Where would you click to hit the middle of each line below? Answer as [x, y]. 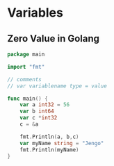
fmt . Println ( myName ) [49, 150]
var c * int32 [39, 118]
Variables [35, 13]
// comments [24, 79]
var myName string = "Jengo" [62, 143]
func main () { [28, 99]
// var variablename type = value [57, 86]
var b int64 [37, 111]
